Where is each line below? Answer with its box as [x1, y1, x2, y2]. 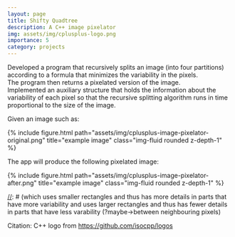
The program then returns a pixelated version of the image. [7, 78, 181, 86]
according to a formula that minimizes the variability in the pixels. [7, 70, 198, 79]
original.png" [7, 136, 46, 144]
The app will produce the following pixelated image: [7, 157, 159, 166]
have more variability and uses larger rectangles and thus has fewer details [7, 200, 228, 209]
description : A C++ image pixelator [7, 23, 116, 31]
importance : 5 [7, 37, 50, 44]
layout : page [7, 10, 46, 18]
